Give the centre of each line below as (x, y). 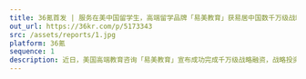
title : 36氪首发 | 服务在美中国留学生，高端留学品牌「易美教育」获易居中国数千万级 (149, 18)
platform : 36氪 (37, 43)
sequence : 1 (32, 52)
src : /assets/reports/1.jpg (63, 35)
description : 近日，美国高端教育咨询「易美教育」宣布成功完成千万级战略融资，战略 (148, 60)
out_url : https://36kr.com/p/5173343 (81, 26)
